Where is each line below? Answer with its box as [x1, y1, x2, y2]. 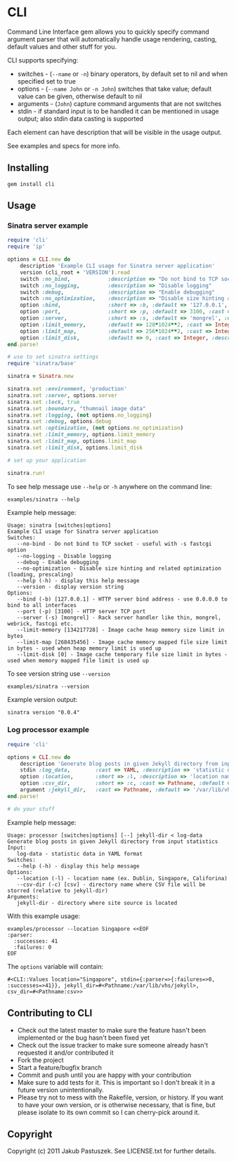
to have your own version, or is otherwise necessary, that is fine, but [17, 1100, 216, 1109]
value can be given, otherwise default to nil [17, 92, 143, 100]
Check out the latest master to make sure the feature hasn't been [17, 1026, 206, 1034]
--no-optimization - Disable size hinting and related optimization [16, 565, 221, 572]
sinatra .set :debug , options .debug [7, 418, 112, 425]
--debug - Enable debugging [16, 559, 99, 566]
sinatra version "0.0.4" [7, 709, 80, 716]
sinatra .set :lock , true [7, 398, 80, 405]
